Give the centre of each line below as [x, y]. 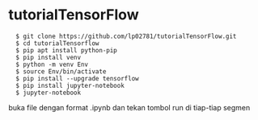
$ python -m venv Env [52, 64]
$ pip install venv [49, 57]
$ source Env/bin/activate [61, 71]
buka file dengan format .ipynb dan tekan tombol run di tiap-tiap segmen [129, 107]
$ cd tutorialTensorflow [57, 43]
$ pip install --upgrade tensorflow [77, 78]
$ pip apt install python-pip [66, 50]
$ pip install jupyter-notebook [70, 85]
